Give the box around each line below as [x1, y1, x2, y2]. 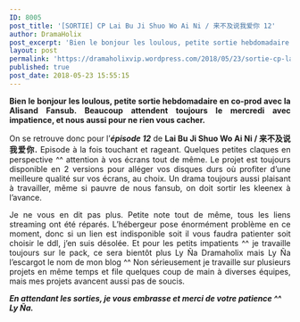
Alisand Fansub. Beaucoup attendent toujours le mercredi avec [9, 104, 291, 116]
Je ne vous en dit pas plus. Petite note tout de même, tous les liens [9, 209, 291, 219]
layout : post [9, 46, 58, 55]
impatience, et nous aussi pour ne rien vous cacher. [9, 114, 205, 125]
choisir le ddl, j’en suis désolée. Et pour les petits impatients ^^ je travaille [9, 237, 291, 248]
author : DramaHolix [9, 29, 82, 38]
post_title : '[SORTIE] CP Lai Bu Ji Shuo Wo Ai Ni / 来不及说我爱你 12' [9, 21, 276, 30]
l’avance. [9, 192, 43, 202]
